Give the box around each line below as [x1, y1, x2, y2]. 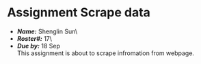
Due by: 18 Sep [16, 42, 60, 50]
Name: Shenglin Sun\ [16, 27, 78, 35]
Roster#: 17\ [16, 34, 53, 42]
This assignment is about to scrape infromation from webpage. [16, 49, 195, 57]
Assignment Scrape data [7, 5, 150, 20]
